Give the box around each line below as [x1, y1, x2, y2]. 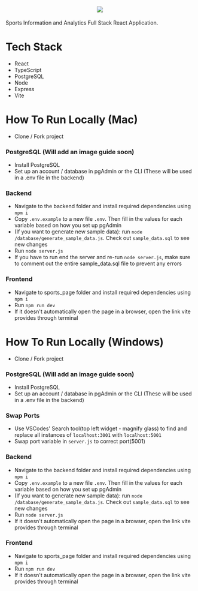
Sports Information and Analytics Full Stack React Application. [5, 19, 159, 26]
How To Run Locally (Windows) [5, 335, 164, 349]
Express [14, 85, 35, 92]
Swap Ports [5, 411, 40, 419]
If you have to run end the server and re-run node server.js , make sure [14, 254, 191, 261]
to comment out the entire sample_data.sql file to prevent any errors [14, 260, 182, 267]
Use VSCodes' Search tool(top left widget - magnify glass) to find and [14, 425, 187, 432]
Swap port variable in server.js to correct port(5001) [14, 438, 146, 445]
